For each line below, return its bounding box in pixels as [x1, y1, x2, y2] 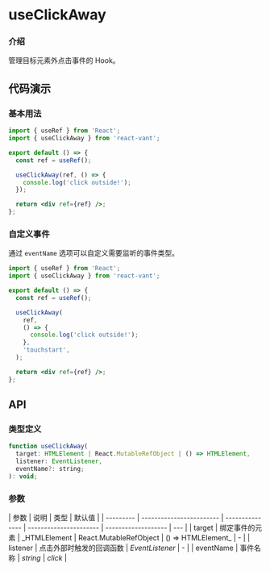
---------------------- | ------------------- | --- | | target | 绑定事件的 [27, 523, 255, 533]
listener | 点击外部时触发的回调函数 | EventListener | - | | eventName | [8, 543, 239, 553]
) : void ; [8, 472, 38, 481]
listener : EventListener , [15, 457, 103, 465]
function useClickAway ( [8, 442, 89, 451]
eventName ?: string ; [15, 465, 85, 473]
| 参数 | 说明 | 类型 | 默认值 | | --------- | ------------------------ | [8, 513, 224, 523]
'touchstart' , [23, 346, 70, 354]
